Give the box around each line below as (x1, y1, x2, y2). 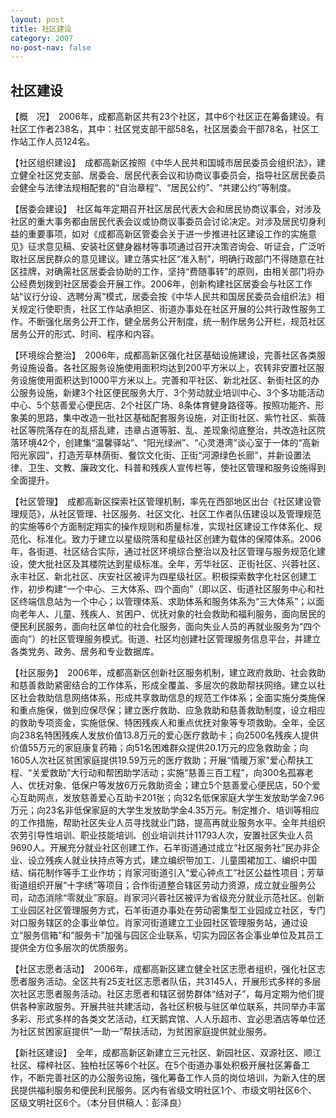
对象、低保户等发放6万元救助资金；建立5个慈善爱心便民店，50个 (44, 779, 313, 791)
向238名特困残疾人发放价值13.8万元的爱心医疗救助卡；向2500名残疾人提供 (10, 729, 319, 741)
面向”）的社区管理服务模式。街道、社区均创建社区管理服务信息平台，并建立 (10, 633, 322, 645)
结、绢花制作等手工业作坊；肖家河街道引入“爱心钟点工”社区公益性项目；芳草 (10, 867, 325, 879)
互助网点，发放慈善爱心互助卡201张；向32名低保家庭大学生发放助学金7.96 (18, 792, 325, 804)
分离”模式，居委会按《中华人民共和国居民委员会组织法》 (84, 291, 317, 303)
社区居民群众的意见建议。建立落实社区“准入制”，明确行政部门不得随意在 (18, 253, 317, 265)
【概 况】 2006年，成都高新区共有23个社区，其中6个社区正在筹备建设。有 (10, 111, 325, 123)
